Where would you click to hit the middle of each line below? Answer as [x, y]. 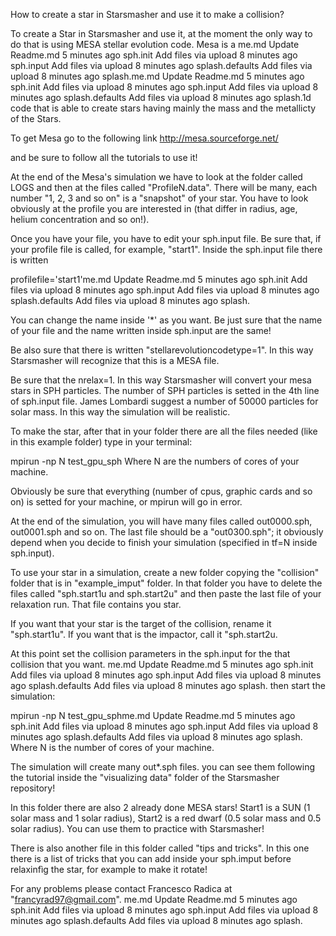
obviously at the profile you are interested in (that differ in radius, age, [154, 208]
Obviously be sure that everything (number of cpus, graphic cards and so [161, 491]
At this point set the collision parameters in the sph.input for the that [150, 653]
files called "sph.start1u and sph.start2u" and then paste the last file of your [166, 593]
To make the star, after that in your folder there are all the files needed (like [164, 431]
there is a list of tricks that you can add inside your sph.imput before [151, 858]
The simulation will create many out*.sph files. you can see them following [162, 767]
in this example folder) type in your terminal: [101, 442]
